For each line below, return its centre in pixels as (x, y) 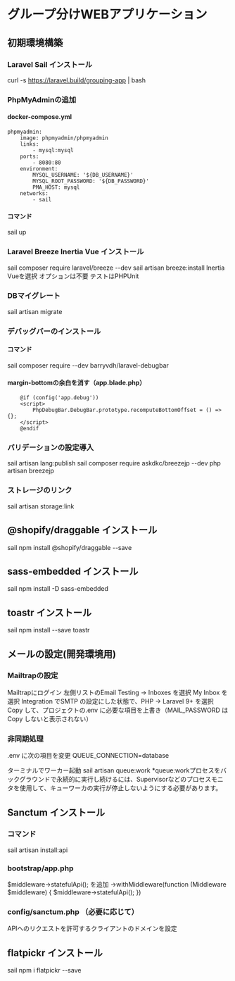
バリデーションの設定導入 (50, 448)
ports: (30, 156)
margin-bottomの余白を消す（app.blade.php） (77, 382)
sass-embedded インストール (73, 571)
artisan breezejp (31, 471)
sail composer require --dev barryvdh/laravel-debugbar (88, 365)
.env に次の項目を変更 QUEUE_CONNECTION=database (88, 756)
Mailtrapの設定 (33, 675)
